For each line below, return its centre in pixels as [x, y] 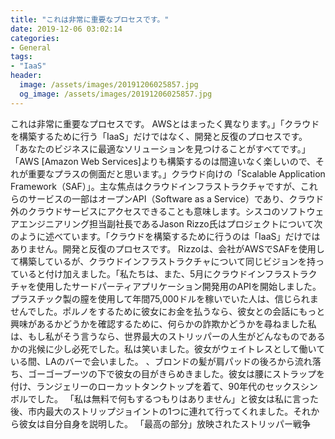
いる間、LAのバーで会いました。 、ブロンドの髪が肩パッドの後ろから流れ [161, 361]
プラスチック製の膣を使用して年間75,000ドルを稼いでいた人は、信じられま [164, 298]
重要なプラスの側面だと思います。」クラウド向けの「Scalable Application [176, 173]
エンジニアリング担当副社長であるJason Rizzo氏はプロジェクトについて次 [170, 223]
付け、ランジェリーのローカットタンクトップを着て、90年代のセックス [155, 386]
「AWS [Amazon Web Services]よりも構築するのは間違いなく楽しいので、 [163, 161]
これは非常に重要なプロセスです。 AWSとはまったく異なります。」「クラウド [165, 123]
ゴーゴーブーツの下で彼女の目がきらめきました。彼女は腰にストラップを [176, 373]
